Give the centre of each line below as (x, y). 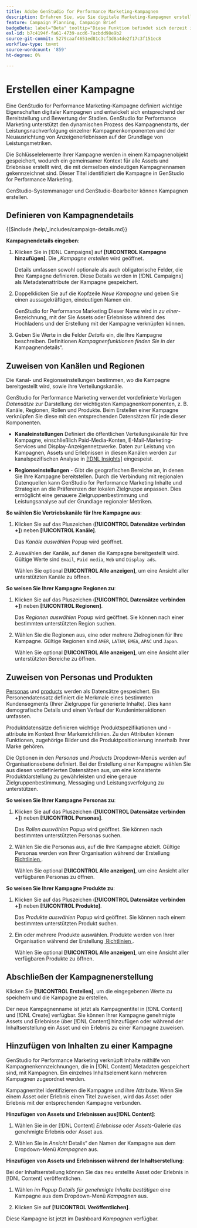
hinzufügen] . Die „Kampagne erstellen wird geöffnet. (79, 258)
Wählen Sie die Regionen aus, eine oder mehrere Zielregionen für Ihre (98, 635)
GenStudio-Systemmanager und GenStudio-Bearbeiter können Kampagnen (97, 191)
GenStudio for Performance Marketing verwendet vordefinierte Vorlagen (94, 398)
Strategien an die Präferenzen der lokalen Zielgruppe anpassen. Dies (98, 489)
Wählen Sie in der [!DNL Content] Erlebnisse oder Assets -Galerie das (98, 1125)
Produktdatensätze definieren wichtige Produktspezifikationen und (87, 728)
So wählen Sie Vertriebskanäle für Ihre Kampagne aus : (74, 513)
